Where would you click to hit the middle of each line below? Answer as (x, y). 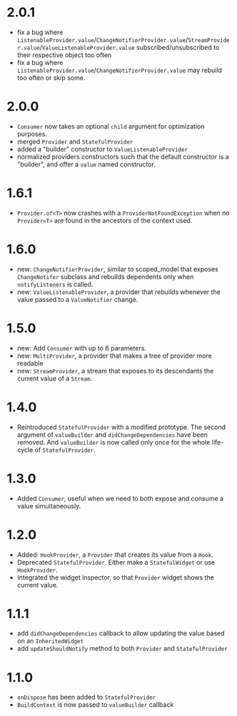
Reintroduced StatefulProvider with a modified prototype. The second (121, 427)
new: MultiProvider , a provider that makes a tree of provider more (114, 356)
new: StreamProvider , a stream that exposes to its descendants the (115, 370)
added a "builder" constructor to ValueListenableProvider (102, 149)
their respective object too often (64, 55)
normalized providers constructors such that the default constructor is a (123, 156)
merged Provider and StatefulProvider (75, 141)
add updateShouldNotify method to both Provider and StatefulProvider (122, 649)
